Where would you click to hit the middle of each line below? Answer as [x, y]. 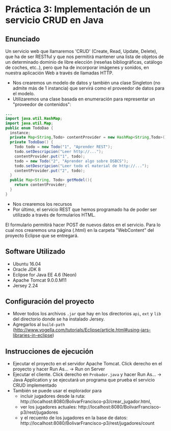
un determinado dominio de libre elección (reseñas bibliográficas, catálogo [84, 62]
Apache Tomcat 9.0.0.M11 [40, 280]
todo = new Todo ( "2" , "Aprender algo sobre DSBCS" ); [72, 161]
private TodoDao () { [32, 142]
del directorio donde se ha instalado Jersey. [59, 319]
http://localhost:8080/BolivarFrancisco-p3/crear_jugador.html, [86, 401]
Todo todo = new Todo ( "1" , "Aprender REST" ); [64, 147]
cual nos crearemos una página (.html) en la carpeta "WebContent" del [80, 230]
